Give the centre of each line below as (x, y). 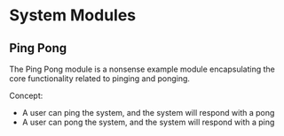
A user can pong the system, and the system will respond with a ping (148, 122)
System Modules (73, 15)
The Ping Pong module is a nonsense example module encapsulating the (142, 69)
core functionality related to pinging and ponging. (100, 79)
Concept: (26, 95)
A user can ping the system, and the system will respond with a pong (148, 113)
